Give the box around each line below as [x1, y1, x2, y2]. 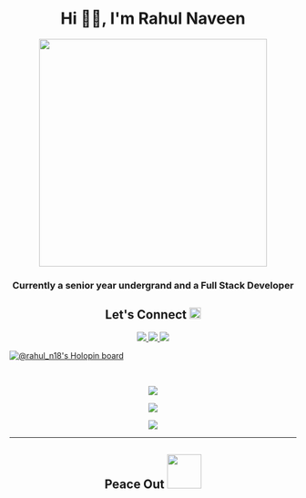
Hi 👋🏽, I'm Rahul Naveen [60, 8, 246, 29]
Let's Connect [105, 307, 187, 322]
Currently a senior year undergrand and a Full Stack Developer [12, 279, 294, 291]
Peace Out [104, 477, 166, 493]
